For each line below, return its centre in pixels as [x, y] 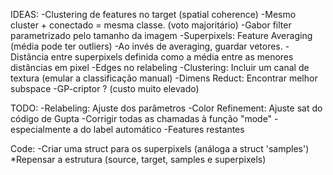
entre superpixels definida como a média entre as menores [172, 57]
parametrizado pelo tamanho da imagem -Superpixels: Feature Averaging [161, 35]
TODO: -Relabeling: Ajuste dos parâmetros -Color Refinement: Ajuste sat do [166, 108]
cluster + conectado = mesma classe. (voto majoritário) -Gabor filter [151, 25]
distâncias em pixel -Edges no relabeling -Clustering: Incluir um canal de [160, 67]
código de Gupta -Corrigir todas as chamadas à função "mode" [141, 118]
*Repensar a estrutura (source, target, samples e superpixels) [138, 159]
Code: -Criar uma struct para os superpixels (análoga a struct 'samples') [160, 148]
